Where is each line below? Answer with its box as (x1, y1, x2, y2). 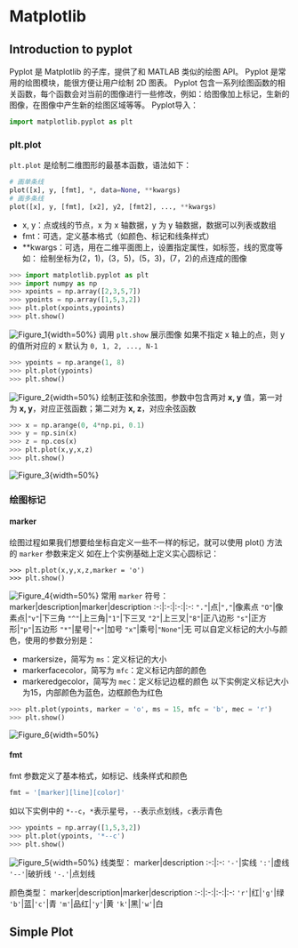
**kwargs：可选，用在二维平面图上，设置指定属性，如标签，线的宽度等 (21, 242, 283, 253)
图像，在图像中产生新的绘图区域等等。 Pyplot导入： (9, 100, 198, 110)
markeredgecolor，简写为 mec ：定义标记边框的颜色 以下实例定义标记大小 (21, 676, 289, 687)
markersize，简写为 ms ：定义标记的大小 (21, 654, 167, 664)
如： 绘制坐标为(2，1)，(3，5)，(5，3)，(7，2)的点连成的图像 (21, 253, 247, 263)
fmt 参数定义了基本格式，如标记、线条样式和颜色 (9, 771, 188, 781)
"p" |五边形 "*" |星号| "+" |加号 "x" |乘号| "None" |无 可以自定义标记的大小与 (19, 624, 280, 635)
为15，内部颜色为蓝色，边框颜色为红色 (21, 687, 163, 698)
